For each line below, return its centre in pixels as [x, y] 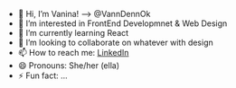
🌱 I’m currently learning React [73, 33]
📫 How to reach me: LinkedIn [73, 53]
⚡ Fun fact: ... [42, 75]
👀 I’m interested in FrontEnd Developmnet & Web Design [123, 23]
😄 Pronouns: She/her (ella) [69, 66]
